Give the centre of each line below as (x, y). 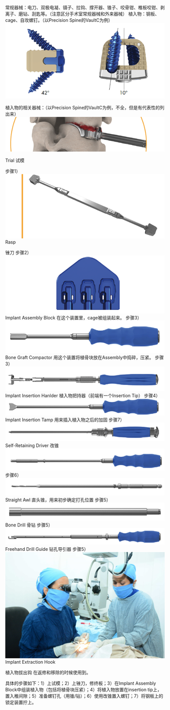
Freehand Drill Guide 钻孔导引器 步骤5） (47, 549)
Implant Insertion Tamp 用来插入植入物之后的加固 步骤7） (65, 420)
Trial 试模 (15, 160)
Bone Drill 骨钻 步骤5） (29, 525)
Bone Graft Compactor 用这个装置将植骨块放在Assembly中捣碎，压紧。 (79, 358)
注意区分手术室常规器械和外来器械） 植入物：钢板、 (105, 14)
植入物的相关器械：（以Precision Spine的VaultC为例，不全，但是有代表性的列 (85, 107)
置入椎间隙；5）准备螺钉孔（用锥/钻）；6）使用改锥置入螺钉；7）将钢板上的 (84, 696)
